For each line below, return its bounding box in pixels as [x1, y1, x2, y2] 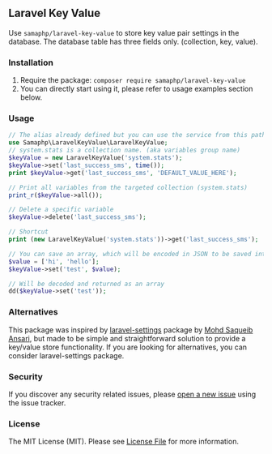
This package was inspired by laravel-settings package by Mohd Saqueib [8, 324, 253, 335]
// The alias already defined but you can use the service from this [8, 131, 249, 139]
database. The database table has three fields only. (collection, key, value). [8, 36, 258, 46]
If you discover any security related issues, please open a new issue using [8, 389, 257, 399]
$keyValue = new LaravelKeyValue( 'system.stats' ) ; [8, 154, 183, 162]
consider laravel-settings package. [8, 350, 125, 360]
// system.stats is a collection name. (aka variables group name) [8, 146, 241, 155]
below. [19, 92, 43, 102]
